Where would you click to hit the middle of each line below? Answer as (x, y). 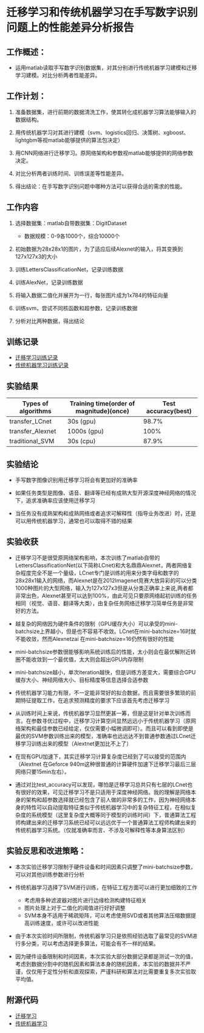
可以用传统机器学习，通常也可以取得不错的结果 (73, 521)
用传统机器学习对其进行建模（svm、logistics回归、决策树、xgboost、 (102, 132)
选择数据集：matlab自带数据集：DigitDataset (71, 223)
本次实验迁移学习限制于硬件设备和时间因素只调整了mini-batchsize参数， (105, 867)
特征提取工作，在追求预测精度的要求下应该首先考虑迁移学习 (95, 700)
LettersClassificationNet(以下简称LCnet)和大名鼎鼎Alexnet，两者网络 (101, 565)
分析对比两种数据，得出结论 (50, 321)
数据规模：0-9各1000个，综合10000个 (72, 236)
